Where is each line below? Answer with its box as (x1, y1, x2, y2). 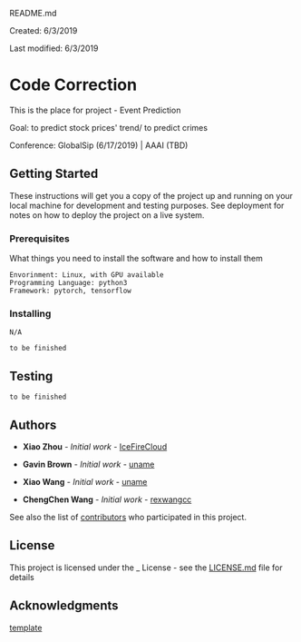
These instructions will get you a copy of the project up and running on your (9, 190, 293, 201)
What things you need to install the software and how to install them (9, 253, 263, 264)
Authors (9, 417, 57, 432)
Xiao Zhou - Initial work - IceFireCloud (22, 440, 168, 452)
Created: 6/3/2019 (9, 25, 78, 35)
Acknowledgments (9, 598, 120, 614)
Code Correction (9, 74, 138, 95)
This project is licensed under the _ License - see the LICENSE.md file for (9, 562, 283, 573)
